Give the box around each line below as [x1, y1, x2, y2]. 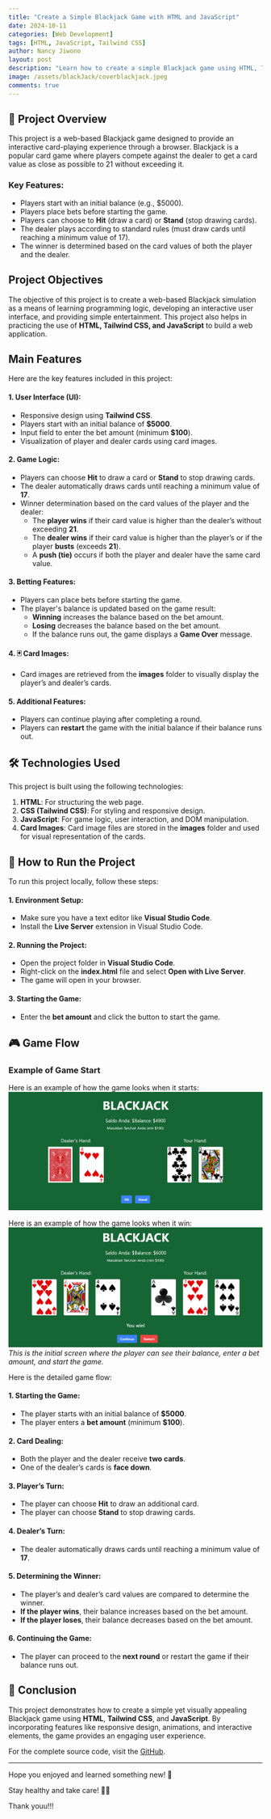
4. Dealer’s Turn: [8, 1525, 66, 1536]
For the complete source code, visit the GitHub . [8, 1746, 166, 1756]
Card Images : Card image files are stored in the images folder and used [19, 823, 260, 833]
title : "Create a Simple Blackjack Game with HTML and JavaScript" [8, 13, 240, 21]
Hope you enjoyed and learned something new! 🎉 [8, 1770, 173, 1779]
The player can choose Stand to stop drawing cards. [19, 1508, 196, 1517]
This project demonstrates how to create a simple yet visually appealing [8, 1705, 248, 1715]
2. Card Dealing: [8, 1436, 64, 1445]
